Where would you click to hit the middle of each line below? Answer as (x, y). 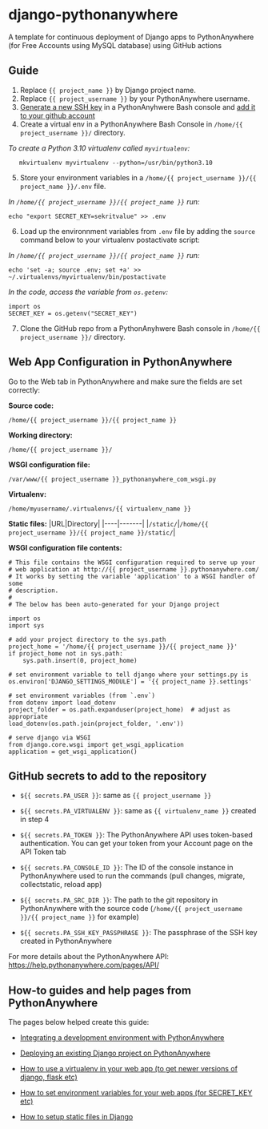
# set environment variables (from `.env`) (82, 696)
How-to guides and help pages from (100, 990)
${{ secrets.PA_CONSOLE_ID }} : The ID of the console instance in (126, 868)
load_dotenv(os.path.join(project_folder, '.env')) (96, 724)
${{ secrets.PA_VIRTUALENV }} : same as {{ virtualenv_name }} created (138, 811)
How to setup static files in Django (76, 1117)
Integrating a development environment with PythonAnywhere (122, 1038)
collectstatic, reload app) (61, 885)
